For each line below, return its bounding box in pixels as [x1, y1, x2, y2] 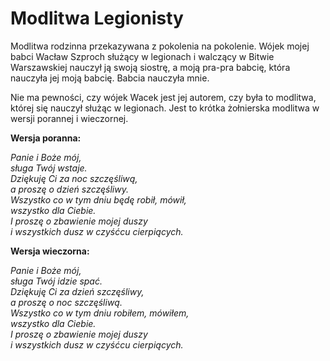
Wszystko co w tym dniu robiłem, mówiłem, [10, 307, 190, 319]
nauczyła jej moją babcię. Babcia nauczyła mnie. [10, 72, 210, 84]
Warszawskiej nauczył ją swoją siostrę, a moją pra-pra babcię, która [10, 61, 291, 73]
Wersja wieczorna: [10, 245, 90, 257]
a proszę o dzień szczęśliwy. [10, 183, 129, 195]
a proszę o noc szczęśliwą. [10, 296, 123, 308]
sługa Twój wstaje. [10, 162, 88, 174]
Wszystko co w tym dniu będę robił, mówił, [10, 193, 187, 206]
